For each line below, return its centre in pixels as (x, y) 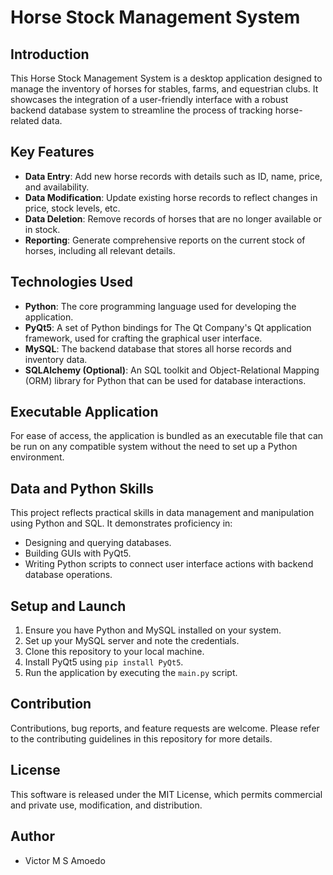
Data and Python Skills (82, 488)
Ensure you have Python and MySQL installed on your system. (153, 630)
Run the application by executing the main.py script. (131, 673)
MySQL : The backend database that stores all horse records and (158, 348)
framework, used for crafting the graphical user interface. (143, 338)
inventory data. (56, 359)
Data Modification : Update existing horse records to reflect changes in (171, 197)
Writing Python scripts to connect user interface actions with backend (169, 564)
